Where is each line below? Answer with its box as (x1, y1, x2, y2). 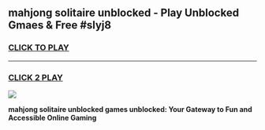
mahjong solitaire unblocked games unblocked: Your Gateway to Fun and (8, 104, 252, 113)
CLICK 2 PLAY (8, 72, 63, 83)
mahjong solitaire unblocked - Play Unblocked (8, 6, 239, 20)
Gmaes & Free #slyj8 (8, 19, 112, 32)
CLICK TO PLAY (8, 43, 69, 54)
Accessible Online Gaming (8, 113, 97, 122)
